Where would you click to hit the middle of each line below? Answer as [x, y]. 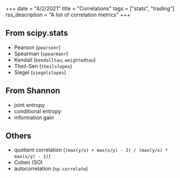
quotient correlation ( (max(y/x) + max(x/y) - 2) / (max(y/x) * [91, 150]
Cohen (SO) [28, 162]
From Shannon [33, 91]
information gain [34, 117]
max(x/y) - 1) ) [32, 156]
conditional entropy [37, 111]
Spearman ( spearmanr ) [41, 53]
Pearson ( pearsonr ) [37, 47]
